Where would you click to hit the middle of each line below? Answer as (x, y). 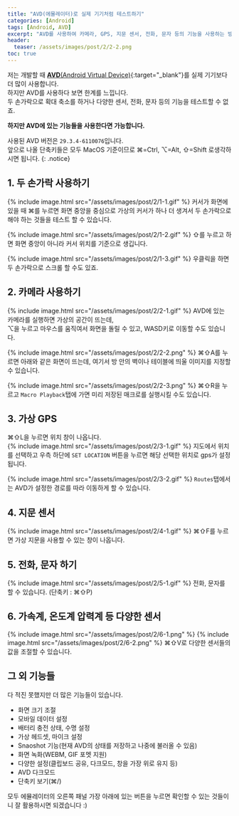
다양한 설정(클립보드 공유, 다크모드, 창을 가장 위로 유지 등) (97, 763)
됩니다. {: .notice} (46, 158)
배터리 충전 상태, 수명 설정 (54, 728)
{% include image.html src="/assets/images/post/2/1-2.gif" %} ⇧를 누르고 (116, 234)
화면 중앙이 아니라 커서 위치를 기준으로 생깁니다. (81, 244)
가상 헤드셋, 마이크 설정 (50, 736)
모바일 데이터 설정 (42, 718)
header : (19, 41)
